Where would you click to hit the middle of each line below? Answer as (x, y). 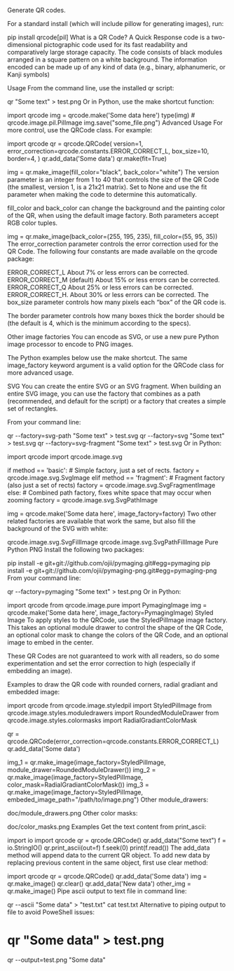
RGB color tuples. (33, 223)
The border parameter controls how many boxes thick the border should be (116, 316)
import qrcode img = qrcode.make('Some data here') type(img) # (101, 115)
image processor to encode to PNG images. (70, 344)
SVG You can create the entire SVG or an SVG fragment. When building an (114, 386)
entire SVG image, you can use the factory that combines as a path (104, 394)
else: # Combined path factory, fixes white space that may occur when (109, 493)
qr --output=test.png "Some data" (57, 960)
